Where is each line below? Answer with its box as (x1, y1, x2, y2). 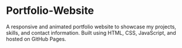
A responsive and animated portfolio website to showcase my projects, (6, 23, 177, 30)
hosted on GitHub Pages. (6, 35, 66, 42)
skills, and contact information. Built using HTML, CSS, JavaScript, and (6, 29, 176, 36)
